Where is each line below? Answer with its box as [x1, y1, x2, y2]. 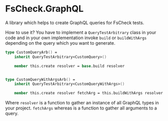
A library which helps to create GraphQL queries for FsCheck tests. [5, 20, 144, 26]
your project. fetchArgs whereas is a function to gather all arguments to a [5, 105, 157, 111]
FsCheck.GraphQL [5, 3, 84, 15]
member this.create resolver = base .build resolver [14, 63, 125, 68]
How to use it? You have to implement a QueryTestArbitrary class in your [5, 29, 156, 35]
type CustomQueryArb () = [5, 50, 57, 55]
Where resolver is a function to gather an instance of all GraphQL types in [5, 100, 159, 106]
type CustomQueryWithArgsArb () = [5, 77, 75, 82]
